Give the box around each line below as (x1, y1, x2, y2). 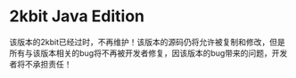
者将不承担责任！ (9, 58, 72, 69)
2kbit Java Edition (9, 6, 145, 27)
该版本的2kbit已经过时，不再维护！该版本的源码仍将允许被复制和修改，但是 (9, 36, 285, 47)
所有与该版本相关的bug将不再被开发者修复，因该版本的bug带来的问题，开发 (9, 47, 288, 58)
